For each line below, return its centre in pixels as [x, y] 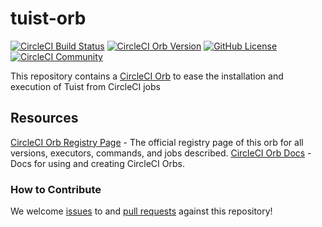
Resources [44, 118]
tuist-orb [48, 18]
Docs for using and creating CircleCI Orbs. [97, 163]
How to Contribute [56, 189]
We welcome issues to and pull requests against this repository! [141, 211]
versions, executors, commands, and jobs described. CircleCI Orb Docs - [161, 153]
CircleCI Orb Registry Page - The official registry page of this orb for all [157, 142]
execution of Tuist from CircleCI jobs [85, 86]
